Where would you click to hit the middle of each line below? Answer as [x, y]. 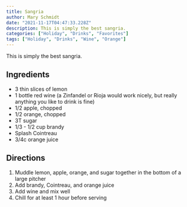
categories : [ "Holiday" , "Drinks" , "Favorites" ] [67, 34]
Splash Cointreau [36, 133]
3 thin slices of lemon [41, 89]
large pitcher [30, 179]
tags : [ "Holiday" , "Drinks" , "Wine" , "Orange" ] [66, 39]
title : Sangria [25, 12]
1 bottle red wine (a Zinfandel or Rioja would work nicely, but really [96, 95]
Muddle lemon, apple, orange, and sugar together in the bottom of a [98, 172]
